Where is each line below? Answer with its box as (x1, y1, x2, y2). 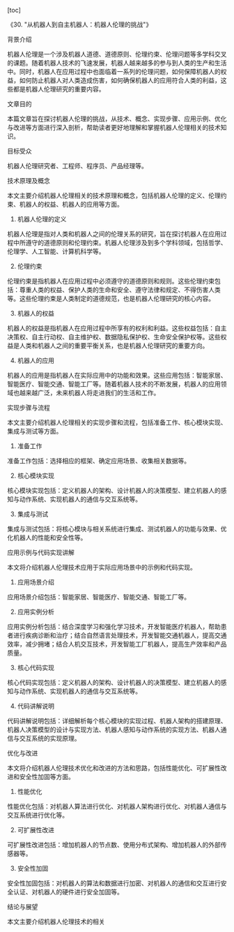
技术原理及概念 (7, 177, 50, 184)
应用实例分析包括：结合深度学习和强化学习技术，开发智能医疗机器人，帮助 (7, 623, 221, 630)
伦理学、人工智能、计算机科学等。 (7, 247, 105, 256)
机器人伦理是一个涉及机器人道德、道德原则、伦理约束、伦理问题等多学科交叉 (7, 50, 227, 58)
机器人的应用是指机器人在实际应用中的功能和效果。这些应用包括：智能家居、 (7, 371, 227, 379)
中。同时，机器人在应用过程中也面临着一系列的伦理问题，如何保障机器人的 (7, 68, 221, 75)
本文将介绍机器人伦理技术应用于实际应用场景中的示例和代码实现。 (7, 563, 196, 571)
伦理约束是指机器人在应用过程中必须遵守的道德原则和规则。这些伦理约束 (7, 277, 214, 285)
